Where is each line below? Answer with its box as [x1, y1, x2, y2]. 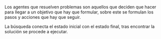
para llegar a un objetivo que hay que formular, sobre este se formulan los [4, 9, 154, 15]
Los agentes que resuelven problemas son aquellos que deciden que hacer [4, 4, 157, 10]
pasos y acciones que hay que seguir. [4, 14, 81, 20]
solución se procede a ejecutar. [4, 29, 68, 34]
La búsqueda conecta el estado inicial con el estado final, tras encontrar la [4, 24, 155, 29]
